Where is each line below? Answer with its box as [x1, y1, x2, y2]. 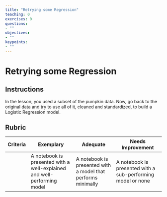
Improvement [121, 144, 154, 151]
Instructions [5, 85, 44, 94]
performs [76, 174, 98, 181]
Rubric [5, 124, 26, 132]
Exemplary [38, 141, 64, 148]
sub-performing [116, 171, 155, 178]
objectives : [5, 30, 30, 35]
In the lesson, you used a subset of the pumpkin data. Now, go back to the [5, 98, 158, 104]
